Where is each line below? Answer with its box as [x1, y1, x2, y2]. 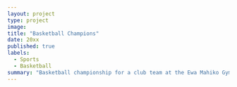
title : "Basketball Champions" [7, 29, 99, 37]
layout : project [7, 10, 55, 18]
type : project [7, 17, 49, 24]
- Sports [13, 56, 39, 63]
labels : [7, 50, 30, 57]
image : [7, 23, 27, 30]
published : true [7, 43, 55, 50]
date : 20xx [7, 36, 39, 43]
